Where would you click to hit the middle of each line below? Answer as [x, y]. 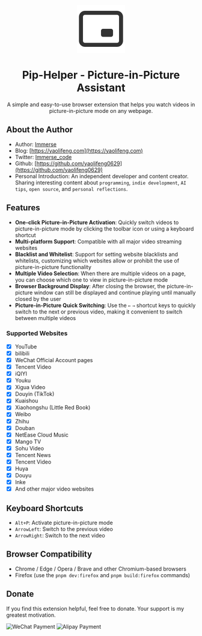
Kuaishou [26, 401]
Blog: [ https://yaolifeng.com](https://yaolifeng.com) [79, 150]
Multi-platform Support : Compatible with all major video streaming [98, 241]
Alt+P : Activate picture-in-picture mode [64, 523]
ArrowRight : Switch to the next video [60, 536]
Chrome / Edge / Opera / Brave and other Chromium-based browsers [100, 569]
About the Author [40, 130]
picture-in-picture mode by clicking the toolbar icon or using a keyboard [104, 229]
